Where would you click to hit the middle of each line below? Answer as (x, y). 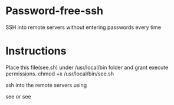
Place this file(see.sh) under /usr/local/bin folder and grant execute (87, 67)
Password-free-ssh (55, 11)
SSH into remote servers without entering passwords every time (83, 27)
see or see (18, 96)
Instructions (36, 51)
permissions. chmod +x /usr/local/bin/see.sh (60, 73)
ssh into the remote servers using (46, 85)
